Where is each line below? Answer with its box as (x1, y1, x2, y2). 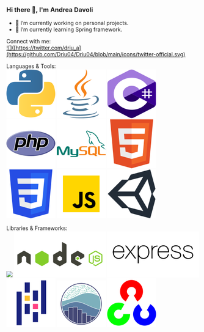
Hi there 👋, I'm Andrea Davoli (6, 6, 93, 14)
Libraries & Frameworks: (6, 224, 68, 232)
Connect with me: (6, 38, 51, 45)
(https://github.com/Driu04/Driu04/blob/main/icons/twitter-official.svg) (6, 51, 186, 58)
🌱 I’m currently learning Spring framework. (15, 26, 123, 33)
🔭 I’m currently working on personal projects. (15, 20, 129, 27)
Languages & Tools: (6, 62, 56, 70)
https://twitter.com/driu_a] (15, 44, 81, 51)
